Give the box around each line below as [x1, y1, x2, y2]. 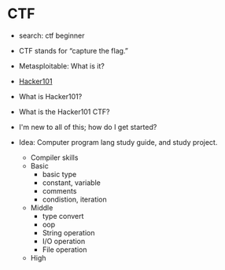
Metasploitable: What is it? [18, 61, 105, 71]
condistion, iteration [42, 194, 107, 204]
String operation [42, 227, 95, 237]
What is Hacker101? [18, 91, 83, 101]
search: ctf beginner [18, 31, 85, 40]
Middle [30, 202, 53, 213]
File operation [42, 245, 87, 254]
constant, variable [42, 178, 101, 187]
